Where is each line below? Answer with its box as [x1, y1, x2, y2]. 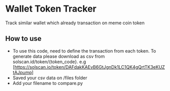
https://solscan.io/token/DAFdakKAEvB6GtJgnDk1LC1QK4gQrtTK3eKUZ [14, 64, 165, 70]
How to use [5, 34, 42, 43]
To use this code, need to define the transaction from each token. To [12, 48, 156, 54]
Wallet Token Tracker [5, 3, 97, 15]
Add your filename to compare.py [12, 80, 83, 86]
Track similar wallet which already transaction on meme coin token [5, 20, 145, 26]
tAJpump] [12, 69, 34, 75]
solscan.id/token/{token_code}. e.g [12, 59, 86, 65]
